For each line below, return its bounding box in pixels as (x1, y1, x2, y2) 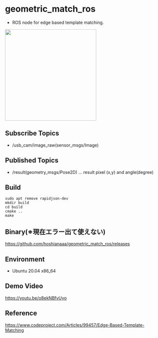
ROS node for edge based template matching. (12, 19, 104, 25)
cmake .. (5, 209, 23, 214)
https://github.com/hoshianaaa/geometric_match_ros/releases (5, 241, 130, 247)
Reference (5, 309, 37, 318)
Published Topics (5, 156, 59, 165)
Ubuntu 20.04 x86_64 (12, 268, 56, 274)
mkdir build (5, 201, 29, 206)
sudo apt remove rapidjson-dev (5, 196, 69, 201)
